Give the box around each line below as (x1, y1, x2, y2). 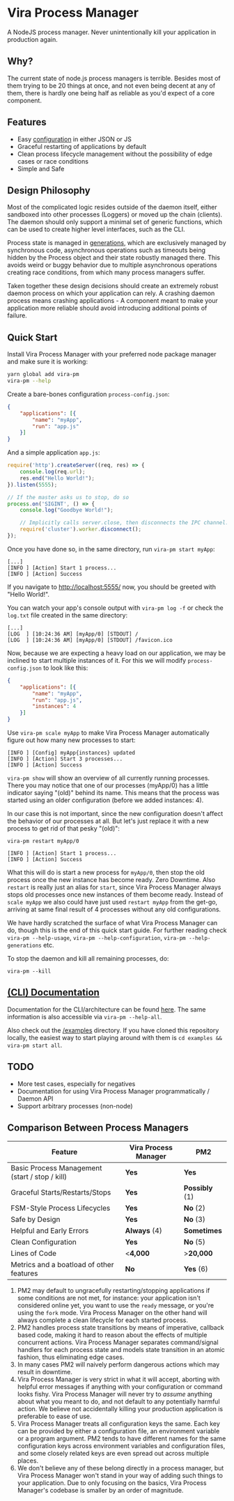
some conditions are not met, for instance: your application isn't (17, 1294, 201, 1302)
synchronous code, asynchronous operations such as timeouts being (7, 246, 206, 255)
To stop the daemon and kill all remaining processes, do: (7, 954, 169, 963)
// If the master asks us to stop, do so (7, 494, 130, 501)
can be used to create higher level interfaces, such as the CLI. (7, 225, 186, 234)
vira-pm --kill (7, 968, 52, 975)
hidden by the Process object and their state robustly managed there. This (7, 253, 221, 262)
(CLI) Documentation (7, 987, 100, 998)
